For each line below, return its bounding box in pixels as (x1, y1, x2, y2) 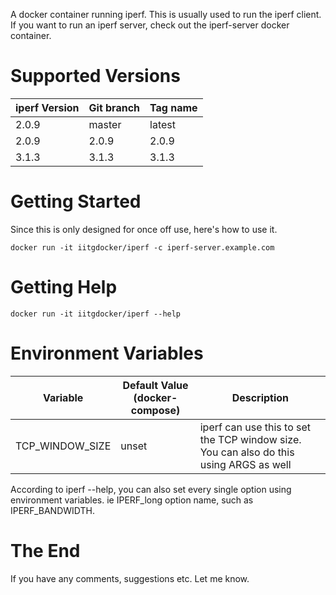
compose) (130, 403, 181, 417)
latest (149, 117, 176, 131)
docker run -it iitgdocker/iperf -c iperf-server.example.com (10, 242, 275, 253)
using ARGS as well (199, 457, 292, 471)
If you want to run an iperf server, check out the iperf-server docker (10, 19, 290, 31)
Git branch (88, 100, 141, 114)
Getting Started (10, 190, 142, 213)
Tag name (149, 100, 198, 114)
